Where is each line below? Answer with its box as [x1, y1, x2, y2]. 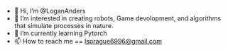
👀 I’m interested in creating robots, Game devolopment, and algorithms [13, 14, 222, 22]
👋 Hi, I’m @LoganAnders [13, 7, 86, 15]
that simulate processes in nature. [13, 22, 114, 30]
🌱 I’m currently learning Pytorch [13, 29, 107, 37]
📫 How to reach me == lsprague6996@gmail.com [13, 37, 162, 45]
